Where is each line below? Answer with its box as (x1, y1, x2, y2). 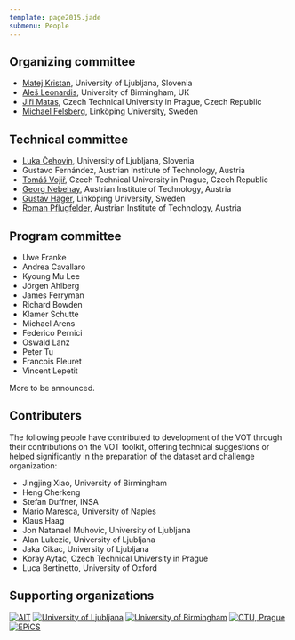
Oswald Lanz (21, 337, 70, 348)
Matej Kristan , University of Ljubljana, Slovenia (21, 77, 193, 89)
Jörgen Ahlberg (21, 280, 80, 291)
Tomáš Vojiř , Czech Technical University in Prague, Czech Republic (21, 174, 269, 185)
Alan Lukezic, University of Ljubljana (21, 534, 155, 545)
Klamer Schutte (21, 308, 79, 319)
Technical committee (9, 132, 129, 147)
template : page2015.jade (9, 12, 101, 22)
